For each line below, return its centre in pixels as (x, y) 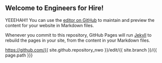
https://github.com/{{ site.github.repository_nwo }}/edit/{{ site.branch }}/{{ (81, 50)
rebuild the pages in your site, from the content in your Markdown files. (78, 40)
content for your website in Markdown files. (50, 25)
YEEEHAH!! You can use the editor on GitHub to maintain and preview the (80, 20)
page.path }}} (19, 55)
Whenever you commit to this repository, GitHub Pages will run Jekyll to (79, 35)
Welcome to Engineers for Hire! (54, 8)
